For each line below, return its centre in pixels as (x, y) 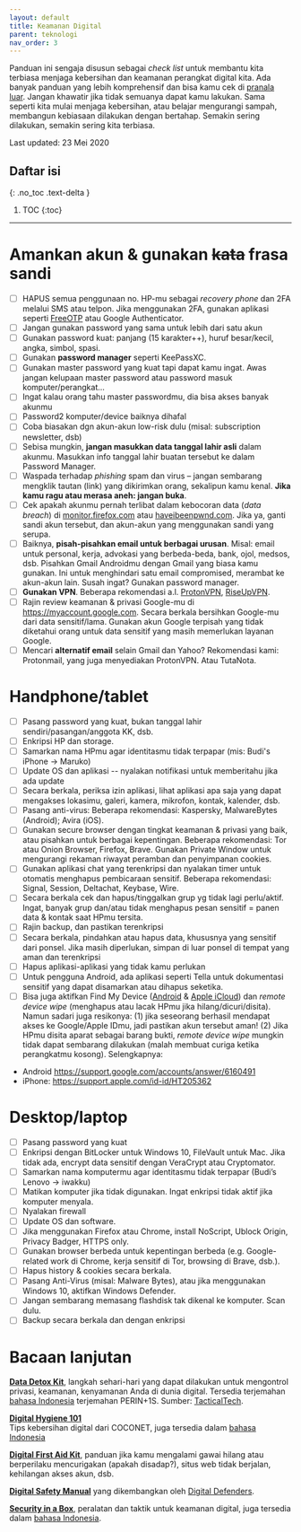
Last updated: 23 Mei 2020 (60, 143)
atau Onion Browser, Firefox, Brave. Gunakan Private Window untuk (146, 850)
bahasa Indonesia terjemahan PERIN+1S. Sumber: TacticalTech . (126, 1401)
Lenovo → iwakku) (56, 1182)
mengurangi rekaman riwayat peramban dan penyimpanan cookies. (147, 859)
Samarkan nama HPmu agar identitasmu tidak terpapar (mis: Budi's (146, 751)
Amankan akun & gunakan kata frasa (149, 254)
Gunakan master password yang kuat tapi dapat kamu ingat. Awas (144, 368)
